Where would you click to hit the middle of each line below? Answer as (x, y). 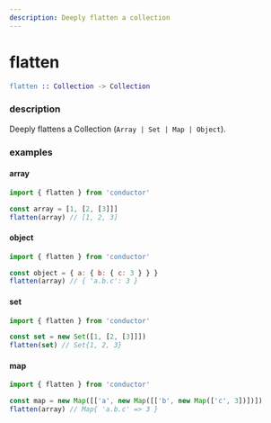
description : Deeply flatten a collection (90, 18)
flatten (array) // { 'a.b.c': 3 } (74, 281)
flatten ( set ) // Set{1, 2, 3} (66, 346)
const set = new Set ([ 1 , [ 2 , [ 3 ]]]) (78, 337)
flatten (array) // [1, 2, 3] (64, 217)
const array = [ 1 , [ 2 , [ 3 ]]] (64, 209)
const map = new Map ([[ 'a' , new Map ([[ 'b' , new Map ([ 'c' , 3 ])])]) (136, 401)
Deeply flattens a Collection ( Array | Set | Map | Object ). (118, 129)
